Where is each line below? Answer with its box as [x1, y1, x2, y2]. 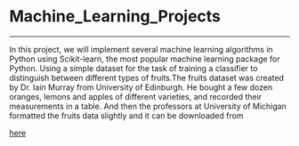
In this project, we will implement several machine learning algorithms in [9, 44, 273, 54]
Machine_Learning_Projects [9, 6, 221, 27]
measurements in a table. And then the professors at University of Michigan [9, 101, 287, 111]
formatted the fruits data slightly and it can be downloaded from [9, 109, 244, 121]
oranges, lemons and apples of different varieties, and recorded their [9, 91, 263, 101]
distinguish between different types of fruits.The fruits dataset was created [9, 72, 285, 83]
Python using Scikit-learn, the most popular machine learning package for [9, 53, 280, 64]
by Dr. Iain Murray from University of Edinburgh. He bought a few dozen [9, 82, 273, 93]
